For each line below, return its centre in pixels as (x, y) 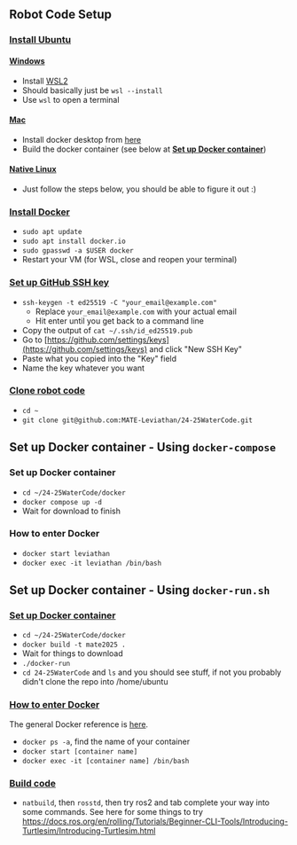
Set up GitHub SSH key (59, 283)
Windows (27, 60)
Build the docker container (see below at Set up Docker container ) (144, 149)
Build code (32, 783)
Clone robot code (47, 391)
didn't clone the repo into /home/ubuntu (95, 682)
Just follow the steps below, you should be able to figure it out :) (139, 189)
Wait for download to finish (71, 511)
